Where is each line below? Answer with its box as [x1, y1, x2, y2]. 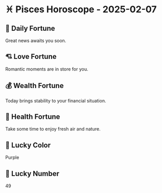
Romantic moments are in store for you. [5, 66, 88, 72]
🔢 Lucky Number [5, 169, 60, 178]
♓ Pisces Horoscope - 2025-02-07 [5, 4, 157, 15]
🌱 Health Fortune [5, 113, 60, 121]
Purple [5, 155, 19, 161]
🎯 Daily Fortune [5, 24, 55, 33]
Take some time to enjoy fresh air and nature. [5, 126, 101, 132]
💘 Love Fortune [5, 52, 57, 61]
